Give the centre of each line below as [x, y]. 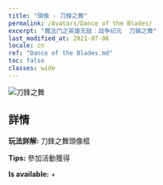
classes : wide [32, 68]
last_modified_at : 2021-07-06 [59, 38]
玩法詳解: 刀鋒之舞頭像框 [49, 141]
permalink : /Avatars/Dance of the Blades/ [80, 23]
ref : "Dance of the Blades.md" [61, 53]
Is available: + [32, 174]
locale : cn [26, 46]
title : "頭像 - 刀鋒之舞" [48, 16]
